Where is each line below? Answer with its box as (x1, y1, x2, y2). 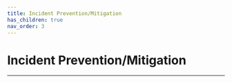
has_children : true (7, 16, 64, 23)
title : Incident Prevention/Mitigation (7, 10, 122, 17)
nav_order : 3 (7, 23, 45, 29)
